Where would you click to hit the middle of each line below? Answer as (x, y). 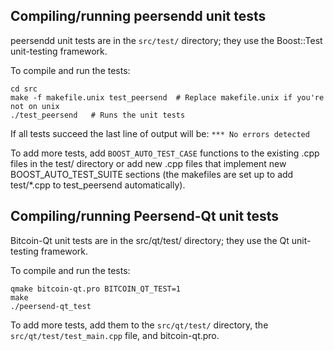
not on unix (35, 106)
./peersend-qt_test (51, 306)
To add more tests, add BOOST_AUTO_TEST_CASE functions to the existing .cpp (165, 153)
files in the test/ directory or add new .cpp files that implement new (148, 163)
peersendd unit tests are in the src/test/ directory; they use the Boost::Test (166, 40)
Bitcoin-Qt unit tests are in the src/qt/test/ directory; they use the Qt (150, 240)
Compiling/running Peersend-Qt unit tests (145, 216)
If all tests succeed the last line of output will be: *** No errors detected (160, 133)
